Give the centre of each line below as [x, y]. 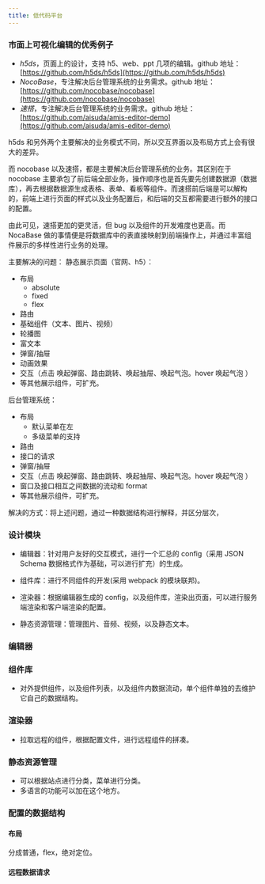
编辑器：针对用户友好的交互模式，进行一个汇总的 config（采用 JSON [131, 554]
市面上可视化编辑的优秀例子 [61, 44]
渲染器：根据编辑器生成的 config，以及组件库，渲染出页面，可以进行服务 [138, 598]
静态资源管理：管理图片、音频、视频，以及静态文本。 [106, 624]
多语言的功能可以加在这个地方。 [72, 791]
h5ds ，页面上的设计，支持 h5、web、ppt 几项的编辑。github [119, 63]
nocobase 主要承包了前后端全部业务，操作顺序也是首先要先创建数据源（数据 [133, 178]
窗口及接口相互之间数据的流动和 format [83, 486]
